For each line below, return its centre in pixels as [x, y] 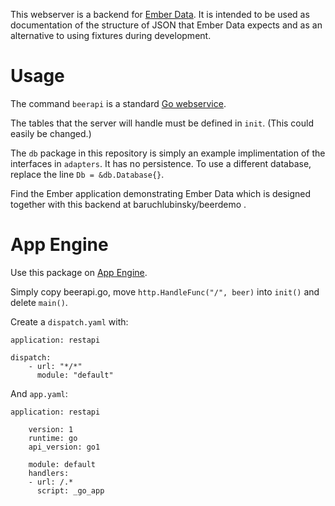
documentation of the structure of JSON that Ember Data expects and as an [166, 25]
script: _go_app [70, 490]
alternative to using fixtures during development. [111, 35]
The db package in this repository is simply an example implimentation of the [168, 153]
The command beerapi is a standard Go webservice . [118, 103]
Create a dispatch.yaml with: [69, 321]
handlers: [49, 473]
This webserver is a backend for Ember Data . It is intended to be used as [160, 14]
